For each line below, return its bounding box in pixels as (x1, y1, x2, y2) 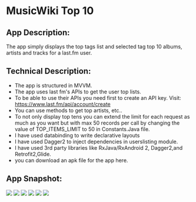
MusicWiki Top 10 (6, 4, 94, 18)
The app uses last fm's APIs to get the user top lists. (14, 88, 141, 95)
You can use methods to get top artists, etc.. (14, 107, 122, 114)
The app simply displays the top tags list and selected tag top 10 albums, (6, 43, 182, 50)
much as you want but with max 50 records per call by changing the (14, 119, 180, 126)
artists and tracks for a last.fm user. (6, 49, 92, 56)
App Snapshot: (6, 174, 62, 184)
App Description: (6, 28, 70, 38)
